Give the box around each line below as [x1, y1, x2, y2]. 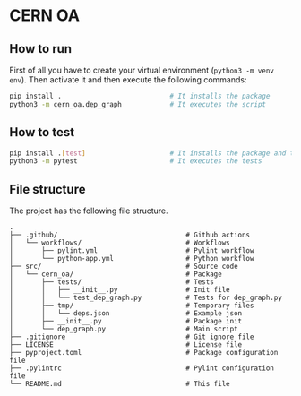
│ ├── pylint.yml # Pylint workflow [9, 246, 254, 255]
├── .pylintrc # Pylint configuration [9, 364, 275, 373]
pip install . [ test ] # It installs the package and [9, 149, 287, 158]
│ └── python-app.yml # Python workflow [9, 254, 254, 263]
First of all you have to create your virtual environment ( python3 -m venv [9, 65, 275, 75]
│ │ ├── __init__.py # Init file [9, 286, 230, 295]
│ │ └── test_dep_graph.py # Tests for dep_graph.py [9, 293, 282, 303]
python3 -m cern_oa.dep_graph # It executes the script [9, 99, 267, 108]
